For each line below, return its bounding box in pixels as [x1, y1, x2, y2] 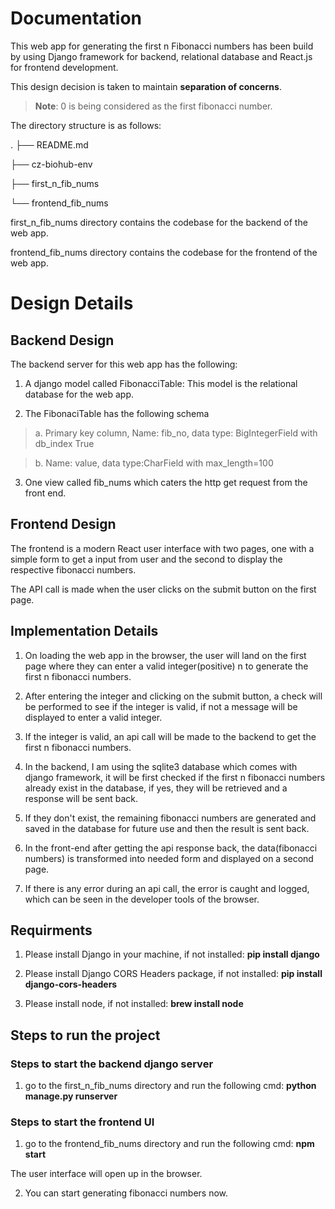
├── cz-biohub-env [10, 158, 93, 170]
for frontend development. [10, 61, 119, 73]
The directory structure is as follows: [10, 119, 162, 131]
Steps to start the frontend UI [10, 1115, 155, 1129]
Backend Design [10, 332, 115, 349]
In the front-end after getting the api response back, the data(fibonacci [24, 842, 318, 854]
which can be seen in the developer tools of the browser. [24, 893, 260, 905]
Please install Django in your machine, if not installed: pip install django [24, 948, 320, 961]
